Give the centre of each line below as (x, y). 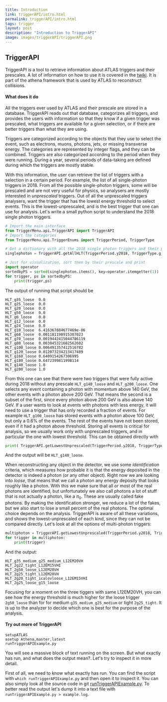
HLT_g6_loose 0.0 (25, 317)
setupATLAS (16, 635)
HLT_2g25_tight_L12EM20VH (32, 574)
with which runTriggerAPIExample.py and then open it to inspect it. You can (82, 679)
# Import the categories (31, 235)
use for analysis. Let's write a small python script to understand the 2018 (80, 211)
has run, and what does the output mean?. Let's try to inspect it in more (78, 658)
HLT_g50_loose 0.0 (25, 313)
